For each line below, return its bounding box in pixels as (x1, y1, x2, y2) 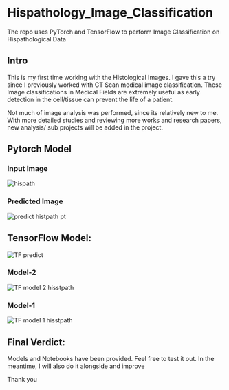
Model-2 (7, 267, 36, 277)
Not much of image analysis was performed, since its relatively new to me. (7, 108, 219, 116)
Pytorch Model (7, 143, 72, 155)
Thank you (7, 375, 38, 383)
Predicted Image (7, 196, 63, 206)
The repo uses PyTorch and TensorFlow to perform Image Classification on (7, 28, 220, 36)
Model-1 (7, 300, 36, 310)
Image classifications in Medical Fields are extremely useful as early (7, 88, 201, 96)
